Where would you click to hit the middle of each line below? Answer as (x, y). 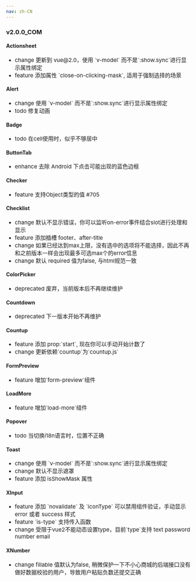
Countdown (21, 302)
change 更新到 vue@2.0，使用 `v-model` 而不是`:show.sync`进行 (98, 60)
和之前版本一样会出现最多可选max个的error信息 (76, 253)
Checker (17, 180)
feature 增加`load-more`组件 (51, 408)
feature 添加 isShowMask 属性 (53, 479)
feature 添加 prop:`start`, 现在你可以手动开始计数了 (80, 344)
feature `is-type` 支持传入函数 (53, 522)
